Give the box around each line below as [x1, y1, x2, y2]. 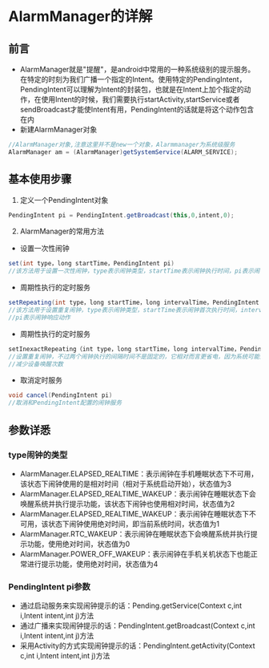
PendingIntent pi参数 [8, 581, 90, 592]
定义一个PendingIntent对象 [19, 195, 109, 204]
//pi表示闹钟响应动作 [8, 314, 70, 322]
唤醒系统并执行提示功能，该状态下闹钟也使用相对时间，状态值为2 [19, 499, 235, 508]
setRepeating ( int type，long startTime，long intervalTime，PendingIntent [8, 298, 260, 307]
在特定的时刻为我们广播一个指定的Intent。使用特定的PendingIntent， [19, 75, 247, 84]
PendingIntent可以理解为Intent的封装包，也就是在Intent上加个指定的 [19, 85, 244, 94]
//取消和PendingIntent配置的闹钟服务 [8, 399, 122, 407]
